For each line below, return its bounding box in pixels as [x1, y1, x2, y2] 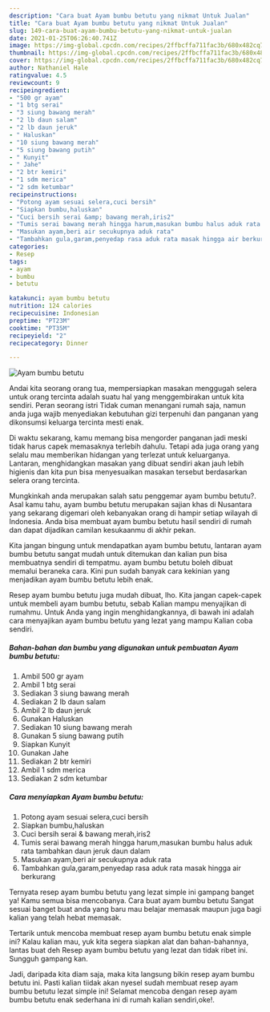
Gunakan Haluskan [20, 714, 83, 724]
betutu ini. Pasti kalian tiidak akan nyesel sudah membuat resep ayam [9, 978, 239, 988]
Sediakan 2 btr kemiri [20, 756, 91, 766]
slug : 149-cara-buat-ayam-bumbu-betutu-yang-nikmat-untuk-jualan [9, 26, 232, 34]
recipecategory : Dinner [9, 339, 89, 347]
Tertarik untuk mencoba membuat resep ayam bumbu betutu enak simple [9, 929, 252, 938]
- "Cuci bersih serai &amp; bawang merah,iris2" [9, 213, 175, 221]
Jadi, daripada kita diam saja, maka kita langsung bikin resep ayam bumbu [9, 970, 255, 979]
